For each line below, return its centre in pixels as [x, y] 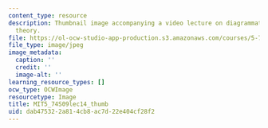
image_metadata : [35, 52]
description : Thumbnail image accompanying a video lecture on [116, 23]
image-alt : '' [39, 75]
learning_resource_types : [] [57, 82]
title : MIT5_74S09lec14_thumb [59, 104]
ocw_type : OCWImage [41, 89]
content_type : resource [48, 16]
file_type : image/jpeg [46, 45]
